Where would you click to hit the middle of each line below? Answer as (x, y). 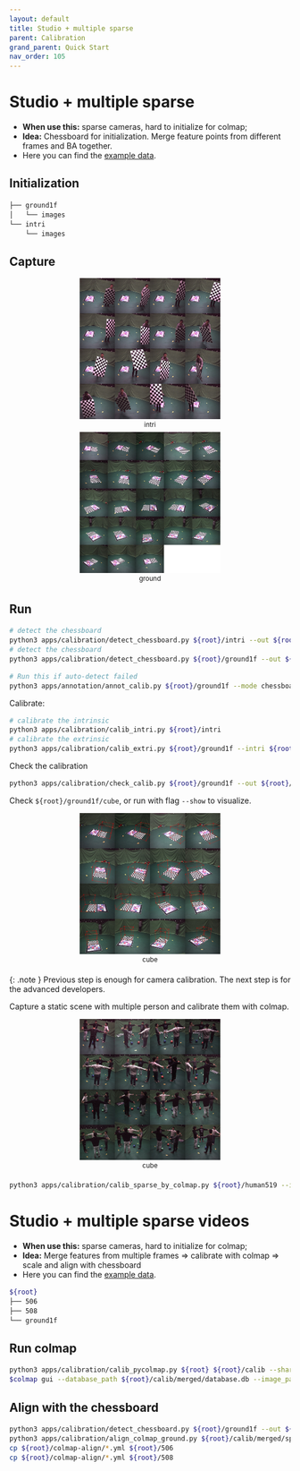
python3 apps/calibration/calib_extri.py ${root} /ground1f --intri (137, 749)
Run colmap (43, 1348)
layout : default (39, 19)
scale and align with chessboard (82, 1265)
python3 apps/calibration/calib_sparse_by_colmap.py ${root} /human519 (143, 1185)
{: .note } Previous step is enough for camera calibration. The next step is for (150, 979)
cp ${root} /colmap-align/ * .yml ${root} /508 (92, 1458)
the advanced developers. (57, 988)
